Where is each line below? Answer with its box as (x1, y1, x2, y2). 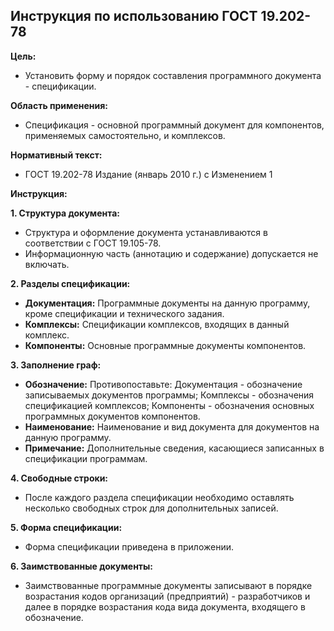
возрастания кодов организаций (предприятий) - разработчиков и (24, 590, 311, 602)
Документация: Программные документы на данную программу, (24, 297, 311, 309)
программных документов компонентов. (24, 410, 201, 422)
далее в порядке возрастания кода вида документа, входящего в (24, 600, 306, 613)
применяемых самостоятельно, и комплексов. (24, 129, 226, 141)
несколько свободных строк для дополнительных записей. (24, 502, 279, 514)
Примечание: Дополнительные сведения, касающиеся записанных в (24, 442, 325, 454)
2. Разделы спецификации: (10, 277, 131, 289)
